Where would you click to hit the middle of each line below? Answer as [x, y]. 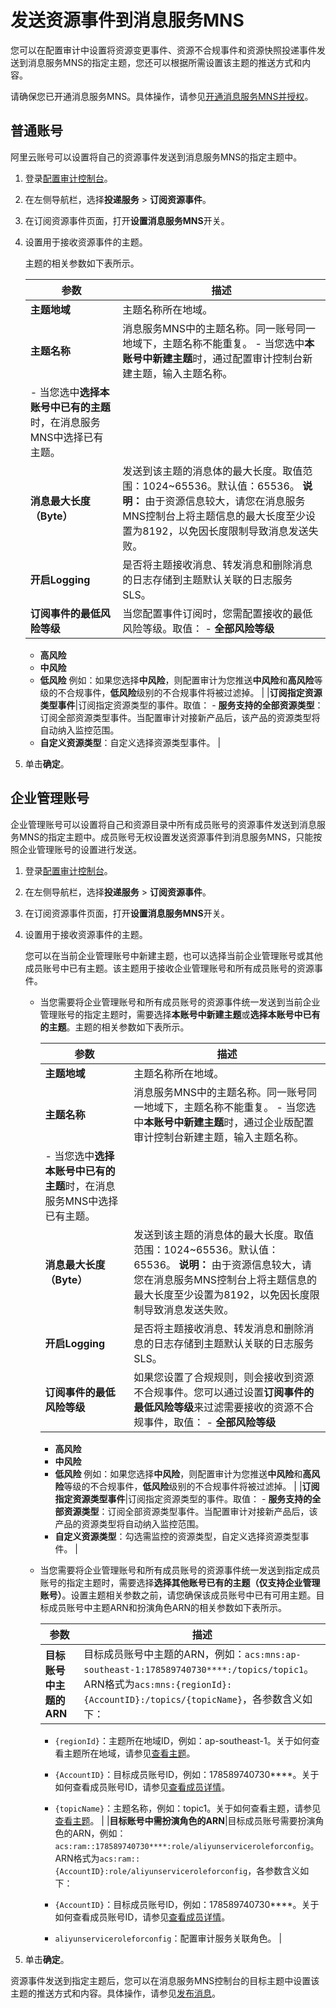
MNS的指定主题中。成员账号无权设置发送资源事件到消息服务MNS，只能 [166, 837]
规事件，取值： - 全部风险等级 [205, 1422]
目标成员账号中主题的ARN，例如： [164, 1654]
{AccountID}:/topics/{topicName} [163, 1699]
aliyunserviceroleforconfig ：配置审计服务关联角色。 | [168, 1938]
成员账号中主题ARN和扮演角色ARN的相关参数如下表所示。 [168, 1607]
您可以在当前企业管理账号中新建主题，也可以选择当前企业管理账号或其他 [173, 955]
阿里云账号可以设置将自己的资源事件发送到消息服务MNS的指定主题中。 [156, 157]
